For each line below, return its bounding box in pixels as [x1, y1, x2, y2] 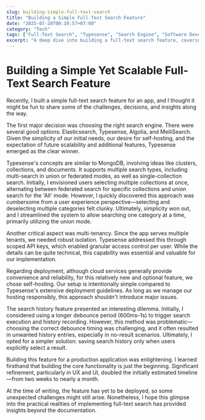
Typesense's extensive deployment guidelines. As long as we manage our [6, 286, 192, 294]
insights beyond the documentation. [6, 407, 97, 414]
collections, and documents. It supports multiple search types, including [6, 165, 188, 173]
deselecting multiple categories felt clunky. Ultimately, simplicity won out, [6, 205, 191, 212]
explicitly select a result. [6, 344, 67, 351]
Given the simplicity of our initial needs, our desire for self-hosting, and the [6, 134, 195, 142]
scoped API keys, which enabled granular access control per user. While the [6, 242, 198, 250]
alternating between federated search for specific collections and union [6, 185, 187, 192]
